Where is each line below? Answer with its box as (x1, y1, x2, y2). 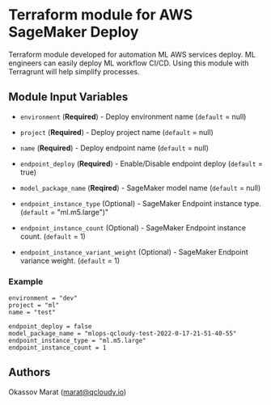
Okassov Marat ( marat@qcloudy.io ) (8, 386, 127, 397)
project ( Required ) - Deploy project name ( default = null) (19, 127, 214, 137)
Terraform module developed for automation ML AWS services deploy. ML (8, 49, 256, 59)
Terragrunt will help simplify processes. (8, 66, 140, 76)
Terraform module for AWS (8, 6, 193, 24)
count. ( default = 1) (19, 231, 87, 241)
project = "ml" (8, 302, 60, 310)
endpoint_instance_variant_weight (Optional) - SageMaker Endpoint (19, 247, 248, 256)
